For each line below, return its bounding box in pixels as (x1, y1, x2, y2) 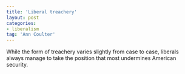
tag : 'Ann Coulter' (6, 32, 56, 38)
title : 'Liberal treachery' (6, 8, 78, 15)
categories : (6, 20, 36, 26)
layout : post (6, 15, 39, 21)
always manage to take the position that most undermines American (6, 55, 177, 62)
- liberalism (6, 25, 39, 32)
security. (6, 61, 29, 69)
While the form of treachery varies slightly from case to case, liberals (6, 48, 179, 55)
